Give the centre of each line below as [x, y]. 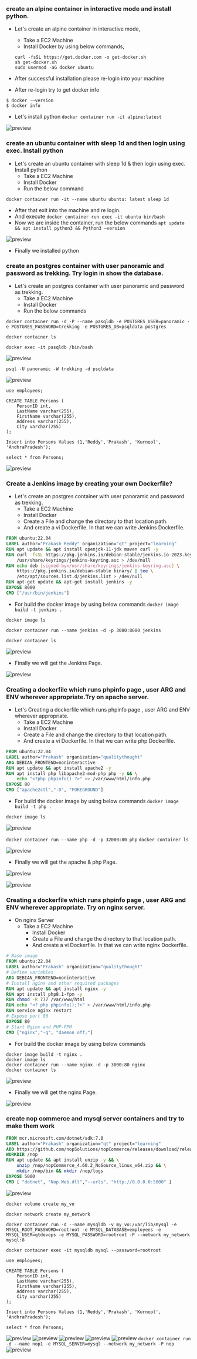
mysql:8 [16, 1240]
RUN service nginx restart [39, 1011]
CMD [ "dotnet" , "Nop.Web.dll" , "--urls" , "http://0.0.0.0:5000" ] [89, 1182]
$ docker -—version [30, 101]
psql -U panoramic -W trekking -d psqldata [60, 369]
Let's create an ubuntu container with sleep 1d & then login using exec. [100, 163]
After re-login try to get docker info [57, 90]
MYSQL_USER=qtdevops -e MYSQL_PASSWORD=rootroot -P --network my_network [98, 1235]
